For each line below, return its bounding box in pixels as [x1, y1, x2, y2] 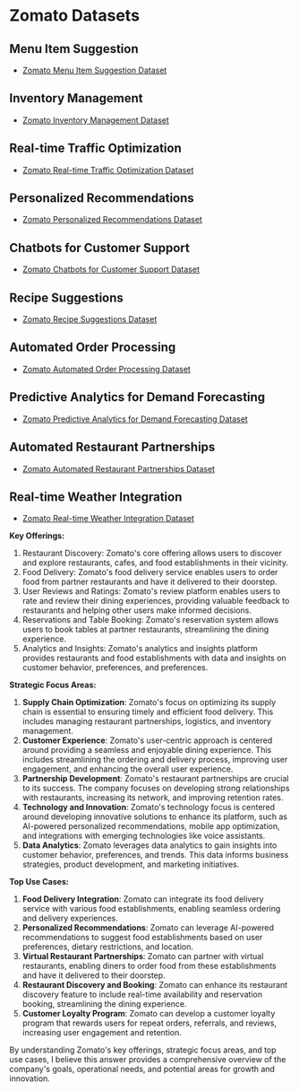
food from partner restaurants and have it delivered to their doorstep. [21, 576, 278, 588]
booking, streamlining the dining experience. [21, 999, 187, 1009]
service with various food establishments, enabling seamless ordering [21, 903, 281, 914]
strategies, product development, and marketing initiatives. [21, 859, 240, 870]
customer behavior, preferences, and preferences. [21, 662, 209, 673]
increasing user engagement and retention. [21, 1027, 182, 1038]
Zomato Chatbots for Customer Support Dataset [21, 264, 200, 275]
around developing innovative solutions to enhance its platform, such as [21, 811, 288, 822]
